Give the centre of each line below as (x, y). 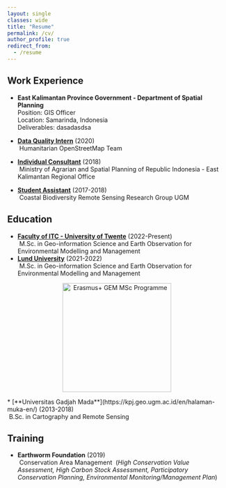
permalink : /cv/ (31, 33)
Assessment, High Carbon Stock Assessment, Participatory (103, 470)
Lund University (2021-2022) (59, 258)
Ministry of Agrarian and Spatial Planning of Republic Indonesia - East (119, 169)
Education (30, 219)
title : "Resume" (31, 26)
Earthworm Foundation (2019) (61, 455)
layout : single (29, 14)
